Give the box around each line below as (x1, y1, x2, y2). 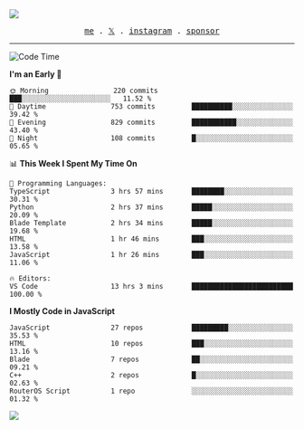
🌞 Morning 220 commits (9, 86, 158, 95)
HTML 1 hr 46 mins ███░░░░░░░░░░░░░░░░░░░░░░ (9, 234, 294, 243)
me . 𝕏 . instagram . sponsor (84, 26, 220, 35)
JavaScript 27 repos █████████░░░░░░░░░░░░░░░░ (9, 323, 294, 332)
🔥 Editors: (9, 274, 52, 283)
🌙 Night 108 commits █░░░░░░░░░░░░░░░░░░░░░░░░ (9, 134, 294, 143)
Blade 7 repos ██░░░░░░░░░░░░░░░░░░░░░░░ (9, 355, 294, 364)
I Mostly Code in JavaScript (9, 306, 116, 316)
